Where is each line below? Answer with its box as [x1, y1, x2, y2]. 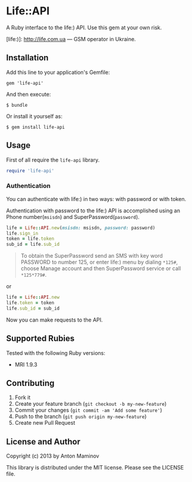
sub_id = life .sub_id [6, 242, 60, 248]
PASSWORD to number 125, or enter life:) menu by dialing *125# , [20, 258, 178, 266]
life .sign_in [6, 230, 39, 236]
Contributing [6, 378, 55, 388]
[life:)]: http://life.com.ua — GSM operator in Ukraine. [6, 35, 136, 42]
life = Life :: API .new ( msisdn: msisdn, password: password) [6, 225, 156, 231]
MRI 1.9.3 [14, 361, 37, 368]
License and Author [6, 437, 81, 447]
